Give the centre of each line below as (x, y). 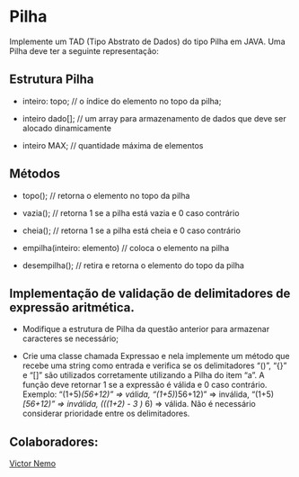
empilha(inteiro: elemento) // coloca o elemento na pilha (126, 247)
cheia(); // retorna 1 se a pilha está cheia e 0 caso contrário (131, 230)
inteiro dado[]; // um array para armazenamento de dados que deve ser (154, 118)
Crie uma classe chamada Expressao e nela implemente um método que (156, 356)
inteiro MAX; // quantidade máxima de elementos (113, 145)
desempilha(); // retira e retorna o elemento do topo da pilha (133, 265)
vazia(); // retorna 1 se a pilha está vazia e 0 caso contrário (131, 212)
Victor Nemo (33, 463)
